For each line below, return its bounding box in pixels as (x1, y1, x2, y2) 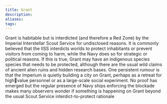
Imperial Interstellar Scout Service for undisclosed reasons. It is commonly (5, 40, 159, 46)
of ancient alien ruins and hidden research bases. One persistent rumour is (5, 67, 159, 73)
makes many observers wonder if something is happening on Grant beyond (5, 88, 161, 94)
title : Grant (5, 7, 33, 12)
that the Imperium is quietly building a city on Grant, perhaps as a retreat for (5, 72, 162, 78)
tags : (5, 21, 17, 26)
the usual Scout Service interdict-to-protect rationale (5, 93, 114, 99)
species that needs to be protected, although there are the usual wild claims (5, 61, 162, 67)
